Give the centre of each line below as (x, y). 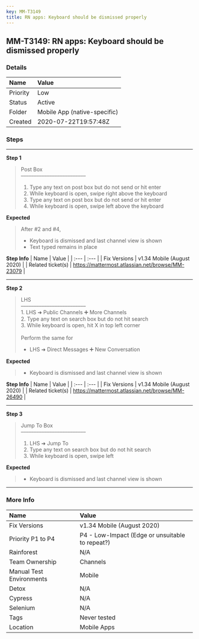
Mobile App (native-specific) (78, 112)
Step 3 (14, 414)
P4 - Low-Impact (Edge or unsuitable (132, 535)
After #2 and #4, (41, 229)
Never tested (98, 617)
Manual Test (26, 571)
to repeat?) (95, 542)
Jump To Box (37, 426)
